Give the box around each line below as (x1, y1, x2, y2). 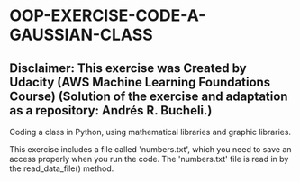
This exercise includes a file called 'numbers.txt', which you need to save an (9, 144, 292, 154)
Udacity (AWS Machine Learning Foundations (9, 74, 271, 90)
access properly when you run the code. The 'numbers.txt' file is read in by (9, 154, 289, 164)
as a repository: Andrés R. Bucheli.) (9, 103, 213, 118)
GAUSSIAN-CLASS (9, 24, 153, 45)
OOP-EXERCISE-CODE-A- (9, 5, 206, 26)
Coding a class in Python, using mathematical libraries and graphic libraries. (9, 127, 291, 137)
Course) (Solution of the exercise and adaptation (9, 88, 288, 104)
